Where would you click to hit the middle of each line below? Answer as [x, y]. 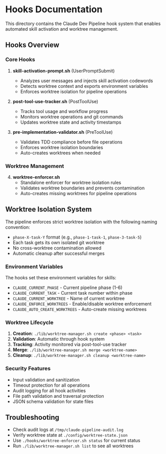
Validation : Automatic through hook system [58, 339]
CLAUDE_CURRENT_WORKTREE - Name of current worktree [69, 298]
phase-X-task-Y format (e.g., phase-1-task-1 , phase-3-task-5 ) [77, 237]
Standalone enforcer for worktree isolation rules [71, 182]
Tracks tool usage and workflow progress [64, 111]
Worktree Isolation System [49, 210]
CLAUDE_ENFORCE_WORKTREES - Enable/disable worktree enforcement [82, 304]
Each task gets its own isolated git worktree [58, 242]
